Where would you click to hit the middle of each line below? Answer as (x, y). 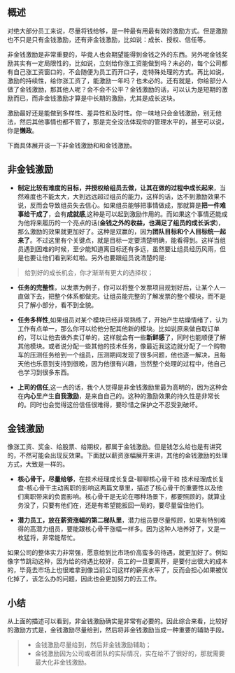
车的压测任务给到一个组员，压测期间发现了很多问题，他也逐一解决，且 (119, 355)
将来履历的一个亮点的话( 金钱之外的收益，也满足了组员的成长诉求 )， (127, 222)
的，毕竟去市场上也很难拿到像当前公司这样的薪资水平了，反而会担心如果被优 (117, 570)
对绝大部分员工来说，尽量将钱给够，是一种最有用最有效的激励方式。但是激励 (117, 31)
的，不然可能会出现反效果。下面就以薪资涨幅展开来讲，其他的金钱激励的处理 (117, 455)
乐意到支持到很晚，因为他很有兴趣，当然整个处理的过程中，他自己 (131, 363)
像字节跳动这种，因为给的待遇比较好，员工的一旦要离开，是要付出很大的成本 (117, 561)
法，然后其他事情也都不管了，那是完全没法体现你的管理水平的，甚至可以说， (117, 122)
